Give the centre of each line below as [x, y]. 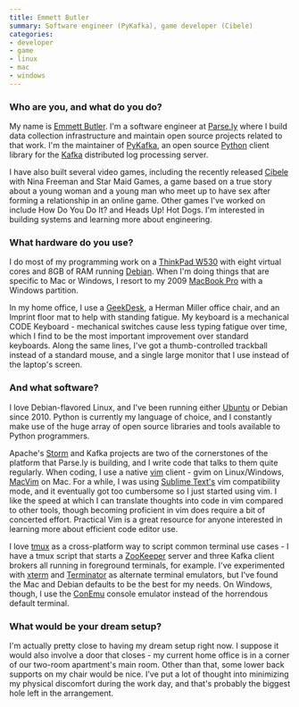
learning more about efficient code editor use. [94, 528]
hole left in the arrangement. [62, 693]
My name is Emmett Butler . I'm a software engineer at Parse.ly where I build [149, 127]
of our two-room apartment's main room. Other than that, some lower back [147, 664]
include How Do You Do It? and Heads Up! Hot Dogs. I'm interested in [137, 210]
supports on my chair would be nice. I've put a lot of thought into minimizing [149, 674]
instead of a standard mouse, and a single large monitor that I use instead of [149, 355]
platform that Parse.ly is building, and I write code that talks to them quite [144, 462]
